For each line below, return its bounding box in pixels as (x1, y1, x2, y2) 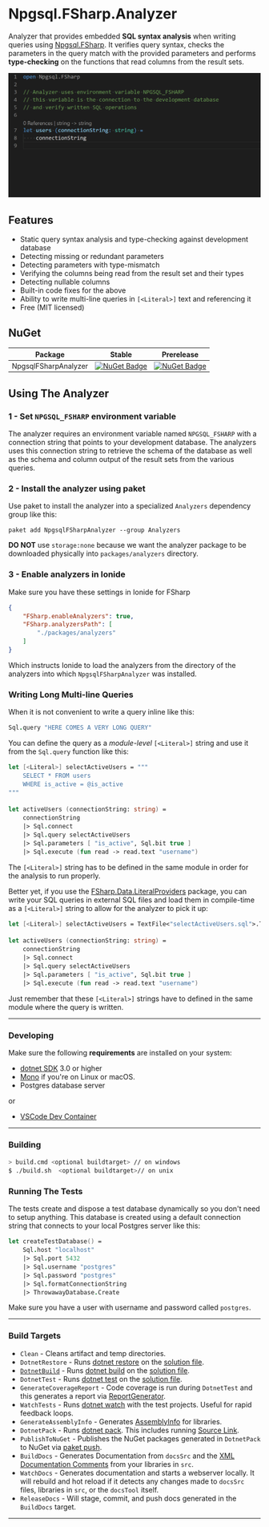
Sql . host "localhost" (22, 1246, 94, 1254)
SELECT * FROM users (22, 772, 91, 780)
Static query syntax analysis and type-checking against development (19, 234, 249, 245)
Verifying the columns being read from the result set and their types (19, 269, 244, 278)
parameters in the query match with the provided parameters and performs (8, 48, 256, 58)
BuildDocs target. (19, 1501, 77, 1512)
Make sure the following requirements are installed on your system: (8, 1047, 232, 1057)
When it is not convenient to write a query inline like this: (8, 707, 195, 717)
